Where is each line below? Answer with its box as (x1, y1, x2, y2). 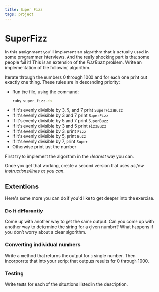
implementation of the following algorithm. (5, 65, 91, 71)
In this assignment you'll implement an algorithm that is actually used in (5, 49, 149, 55)
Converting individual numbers (5, 241, 81, 248)
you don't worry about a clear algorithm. (5, 229, 87, 235)
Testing (5, 270, 23, 277)
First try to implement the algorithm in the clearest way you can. (5, 153, 134, 159)
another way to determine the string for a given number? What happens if (5, 224, 153, 230)
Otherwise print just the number (12, 144, 77, 150)
